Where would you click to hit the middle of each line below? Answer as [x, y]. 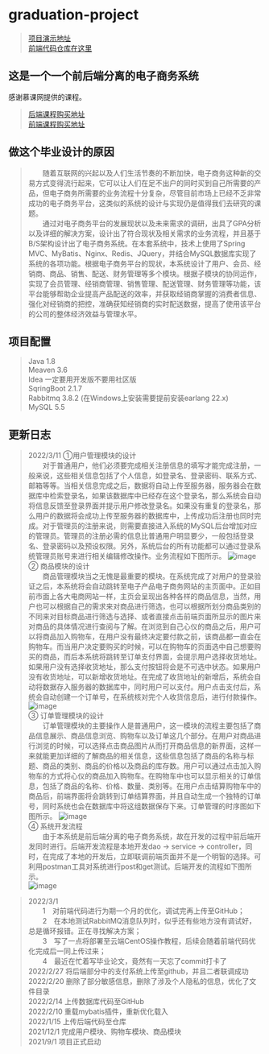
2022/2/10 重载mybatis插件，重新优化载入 [98, 1011]
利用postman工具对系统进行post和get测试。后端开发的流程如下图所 [140, 866]
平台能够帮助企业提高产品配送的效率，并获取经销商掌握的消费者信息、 [145, 293]
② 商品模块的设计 [59, 566]
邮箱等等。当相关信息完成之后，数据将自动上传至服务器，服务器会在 [141, 486]
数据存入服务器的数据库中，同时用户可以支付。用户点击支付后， [148, 687]
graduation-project [74, 15]
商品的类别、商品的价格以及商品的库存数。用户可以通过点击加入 [148, 766]
